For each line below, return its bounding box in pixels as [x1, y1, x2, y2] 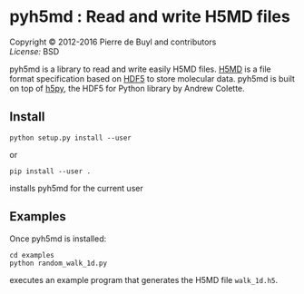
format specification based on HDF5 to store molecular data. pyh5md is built [9, 73, 295, 83]
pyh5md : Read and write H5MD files [9, 6, 290, 27]
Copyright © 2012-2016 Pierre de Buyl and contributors [9, 36, 217, 47]
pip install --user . [9, 166, 92, 176]
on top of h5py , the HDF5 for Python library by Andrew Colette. [9, 83, 245, 93]
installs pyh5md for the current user [9, 182, 143, 193]
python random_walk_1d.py [9, 259, 107, 268]
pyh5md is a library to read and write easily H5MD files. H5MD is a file [9, 64, 271, 74]
